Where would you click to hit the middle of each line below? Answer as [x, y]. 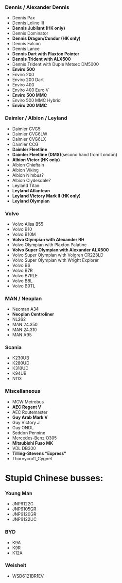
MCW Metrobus [28, 401]
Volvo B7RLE [25, 275]
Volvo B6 [21, 265]
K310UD [20, 368]
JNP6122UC [24, 519]
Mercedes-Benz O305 [35, 438]
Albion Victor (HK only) [36, 160]
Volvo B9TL [24, 286]
